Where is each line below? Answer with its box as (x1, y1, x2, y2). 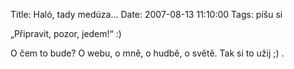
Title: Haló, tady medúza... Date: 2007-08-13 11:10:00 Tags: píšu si (10, 9, 283, 20)
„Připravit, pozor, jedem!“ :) (10, 28, 122, 39)
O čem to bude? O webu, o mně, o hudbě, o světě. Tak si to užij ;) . (10, 47, 285, 59)
